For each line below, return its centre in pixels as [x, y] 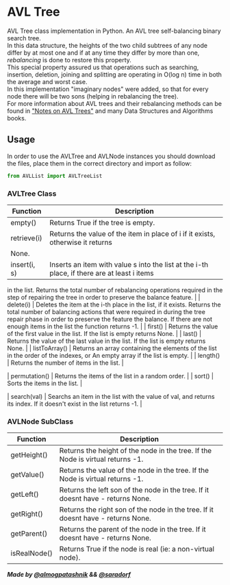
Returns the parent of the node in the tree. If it [133, 530]
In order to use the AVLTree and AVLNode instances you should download [111, 156]
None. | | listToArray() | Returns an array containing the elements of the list [112, 348]
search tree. [24, 38]
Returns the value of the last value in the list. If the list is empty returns [106, 341]
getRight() [27, 514]
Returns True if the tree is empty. [102, 222]
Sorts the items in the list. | [45, 383]
